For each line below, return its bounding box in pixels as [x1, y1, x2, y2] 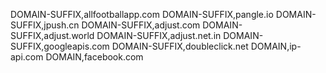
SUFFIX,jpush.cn [10, 19, 80, 31]
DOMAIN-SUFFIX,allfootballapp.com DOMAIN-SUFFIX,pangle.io [10, 9, 274, 20]
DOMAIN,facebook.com [45, 51, 144, 63]
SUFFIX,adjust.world [10, 30, 95, 41]
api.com [10, 51, 44, 63]
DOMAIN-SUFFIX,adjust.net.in [96, 30, 222, 41]
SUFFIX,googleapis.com [10, 40, 110, 52]
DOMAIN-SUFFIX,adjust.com [81, 19, 201, 31]
